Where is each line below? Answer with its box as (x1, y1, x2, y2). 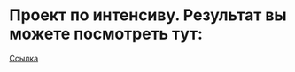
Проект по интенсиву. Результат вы (9, 5, 287, 25)
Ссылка (9, 53, 39, 63)
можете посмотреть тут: (9, 24, 204, 44)
